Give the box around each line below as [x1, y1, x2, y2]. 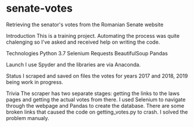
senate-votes [6, 2, 73, 15]
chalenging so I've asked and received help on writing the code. [6, 38, 161, 45]
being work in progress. [6, 78, 63, 86]
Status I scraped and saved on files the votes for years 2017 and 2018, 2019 [6, 72, 188, 79]
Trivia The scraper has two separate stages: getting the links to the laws [6, 90, 180, 97]
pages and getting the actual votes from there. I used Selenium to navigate [6, 96, 186, 103]
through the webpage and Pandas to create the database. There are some [6, 102, 185, 109]
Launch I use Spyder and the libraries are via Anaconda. [6, 61, 141, 68]
